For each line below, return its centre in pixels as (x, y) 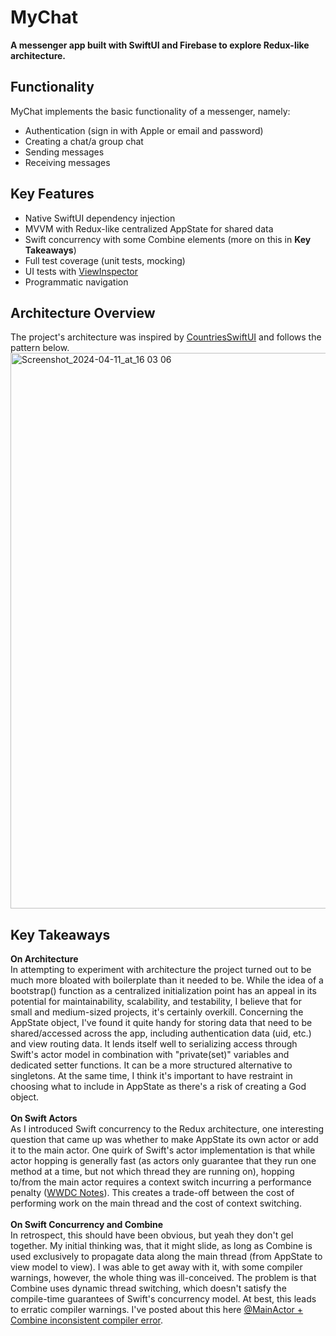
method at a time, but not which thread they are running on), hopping (152, 1172)
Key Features (52, 194)
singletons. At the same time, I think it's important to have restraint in (151, 1076)
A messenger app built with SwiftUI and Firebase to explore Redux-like (160, 45)
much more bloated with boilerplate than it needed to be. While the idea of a (167, 980)
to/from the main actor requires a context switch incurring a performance (161, 1182)
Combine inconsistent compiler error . (87, 1320)
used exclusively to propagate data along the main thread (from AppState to (166, 1257)
